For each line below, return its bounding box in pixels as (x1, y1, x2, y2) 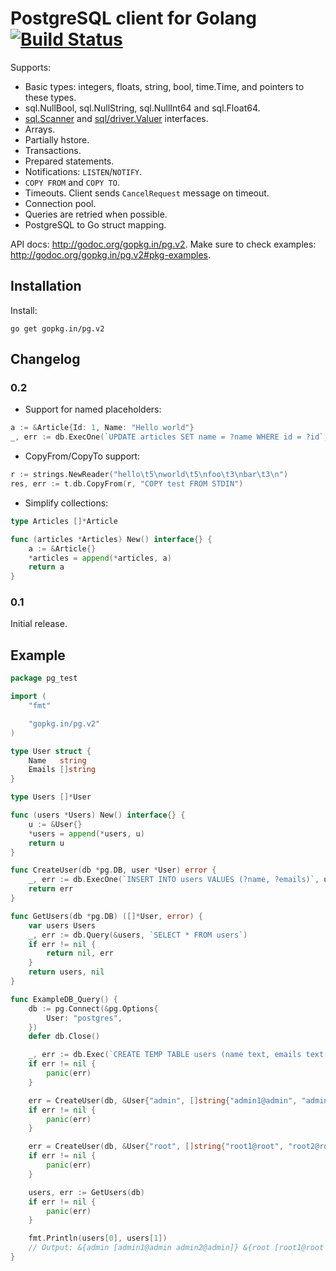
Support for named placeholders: (24, 403, 162, 416)
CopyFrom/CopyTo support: (24, 450, 141, 462)
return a (28, 562, 65, 572)
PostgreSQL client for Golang (10, 7, 257, 30)
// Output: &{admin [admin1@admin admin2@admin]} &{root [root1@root (28, 1243, 325, 1253)
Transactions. (24, 144, 82, 156)
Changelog (10, 351, 81, 368)
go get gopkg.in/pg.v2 (10, 323, 105, 334)
